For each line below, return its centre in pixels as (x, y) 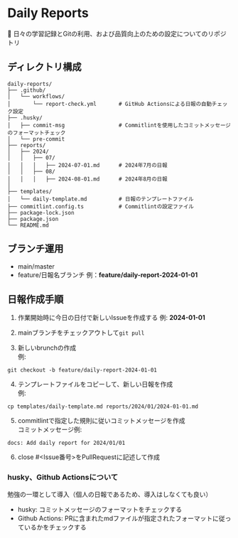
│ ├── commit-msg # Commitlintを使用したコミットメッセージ (119, 125)
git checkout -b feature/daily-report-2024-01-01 (82, 370)
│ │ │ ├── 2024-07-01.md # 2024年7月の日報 (88, 165)
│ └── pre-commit (36, 139)
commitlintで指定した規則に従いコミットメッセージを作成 (102, 421)
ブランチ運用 (36, 249)
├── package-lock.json (41, 212)
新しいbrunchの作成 (47, 348)
